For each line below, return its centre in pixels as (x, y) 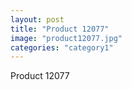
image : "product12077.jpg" (66, 38)
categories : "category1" (62, 47)
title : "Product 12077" (60, 29)
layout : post (37, 19)
